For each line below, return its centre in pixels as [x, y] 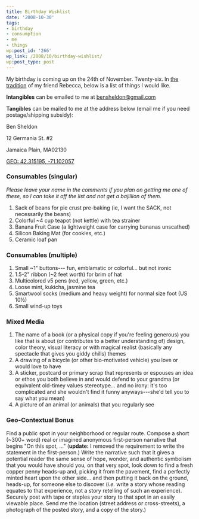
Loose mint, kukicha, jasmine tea [55, 287]
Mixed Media [25, 322]
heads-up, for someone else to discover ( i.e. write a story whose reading [96, 484]
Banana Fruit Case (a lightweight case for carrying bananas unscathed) [102, 227]
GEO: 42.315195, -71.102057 [40, 161]
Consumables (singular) [42, 177]
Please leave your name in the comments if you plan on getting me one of [97, 190]
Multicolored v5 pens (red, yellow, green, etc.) [71, 281]
